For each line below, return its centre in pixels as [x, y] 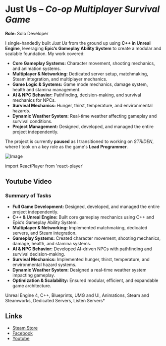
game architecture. [31, 285]
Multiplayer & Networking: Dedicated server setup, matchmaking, [80, 73]
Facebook [23, 333]
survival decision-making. [39, 254]
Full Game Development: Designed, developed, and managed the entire [86, 207]
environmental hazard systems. [44, 265]
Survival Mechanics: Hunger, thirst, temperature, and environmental [82, 105]
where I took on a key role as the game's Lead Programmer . [67, 146]
